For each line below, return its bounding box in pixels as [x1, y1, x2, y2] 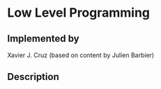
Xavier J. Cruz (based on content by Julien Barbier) [7, 51, 155, 59]
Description [7, 71, 59, 83]
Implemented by [7, 33, 79, 44]
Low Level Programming [7, 5, 151, 21]
